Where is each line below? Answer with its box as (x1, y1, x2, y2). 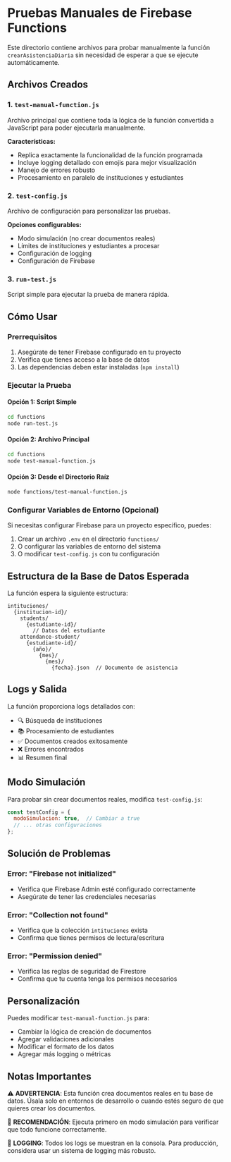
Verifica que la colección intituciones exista (17, 926, 148, 935)
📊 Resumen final (17, 753, 68, 762)
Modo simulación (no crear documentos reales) (17, 234, 156, 243)
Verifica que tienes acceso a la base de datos (17, 355, 150, 364)
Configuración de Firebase (17, 256, 95, 265)
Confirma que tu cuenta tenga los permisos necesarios (17, 974, 177, 983)
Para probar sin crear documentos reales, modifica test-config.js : (7, 795, 203, 803)
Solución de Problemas (7, 848, 111, 860)
